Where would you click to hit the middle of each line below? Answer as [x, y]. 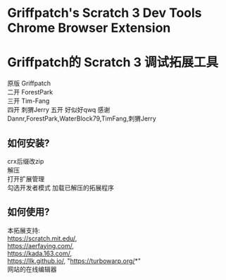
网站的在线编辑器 [32, 269]
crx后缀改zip [26, 161]
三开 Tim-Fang [29, 101]
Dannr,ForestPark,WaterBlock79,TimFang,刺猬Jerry [82, 118]
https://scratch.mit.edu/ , [42, 238]
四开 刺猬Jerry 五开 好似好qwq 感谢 [59, 110]
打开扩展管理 [26, 178]
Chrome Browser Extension [89, 28]
